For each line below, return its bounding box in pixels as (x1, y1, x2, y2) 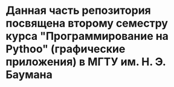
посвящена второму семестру (5, 16, 169, 30)
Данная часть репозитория (5, 4, 152, 18)
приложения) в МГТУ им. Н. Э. (5, 55, 166, 69)
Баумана (5, 68, 53, 82)
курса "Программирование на (5, 30, 169, 43)
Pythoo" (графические (5, 42, 126, 56)
